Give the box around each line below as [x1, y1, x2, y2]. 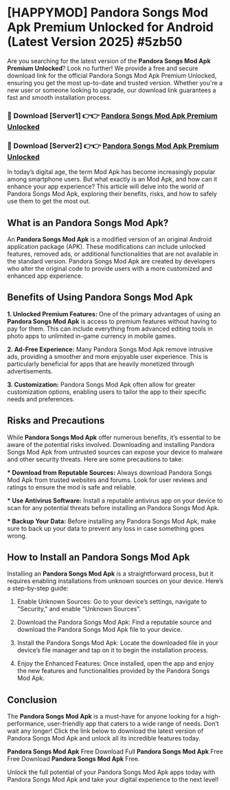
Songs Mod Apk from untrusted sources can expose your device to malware [7, 448, 223, 456]
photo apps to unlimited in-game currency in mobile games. [7, 331, 176, 340]
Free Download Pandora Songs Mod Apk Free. [7, 755, 140, 763]
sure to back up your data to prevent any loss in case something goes [7, 524, 205, 532]
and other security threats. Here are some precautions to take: [7, 455, 184, 463]
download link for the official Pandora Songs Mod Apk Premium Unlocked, [7, 71, 217, 80]
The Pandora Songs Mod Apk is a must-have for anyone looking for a [7, 712, 205, 721]
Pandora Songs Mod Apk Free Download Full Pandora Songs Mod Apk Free [7, 747, 223, 756]
